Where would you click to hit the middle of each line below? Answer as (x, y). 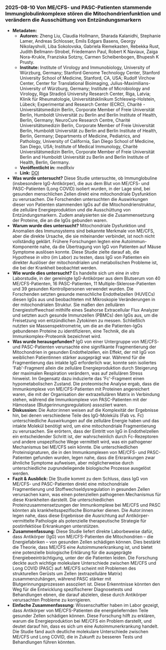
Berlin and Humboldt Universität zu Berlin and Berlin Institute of (84, 157)
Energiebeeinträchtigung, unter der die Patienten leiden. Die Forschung (85, 558)
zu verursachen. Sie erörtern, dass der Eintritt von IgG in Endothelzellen (85, 431)
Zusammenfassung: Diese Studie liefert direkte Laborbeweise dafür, (83, 531)
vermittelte (23, 521)
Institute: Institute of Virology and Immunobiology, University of (85, 67)
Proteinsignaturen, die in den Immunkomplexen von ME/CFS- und (79, 453)
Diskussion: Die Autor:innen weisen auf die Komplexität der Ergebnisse (85, 410)
